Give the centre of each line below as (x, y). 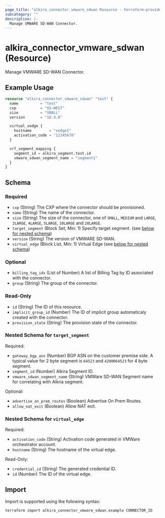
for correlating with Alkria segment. (48, 382)
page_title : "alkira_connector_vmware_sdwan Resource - (63, 10)
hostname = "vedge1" (42, 131)
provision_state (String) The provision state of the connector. (75, 322)
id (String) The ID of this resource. (47, 307)
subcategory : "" (22, 14)
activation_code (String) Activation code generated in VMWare (76, 439)
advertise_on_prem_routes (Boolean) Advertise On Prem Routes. (77, 401)
